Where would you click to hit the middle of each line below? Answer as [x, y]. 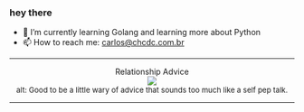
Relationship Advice [152, 72]
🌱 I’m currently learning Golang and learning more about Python [141, 33]
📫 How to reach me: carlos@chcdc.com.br [103, 42]
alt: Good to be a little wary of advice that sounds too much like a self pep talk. [152, 90]
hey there [31, 13]
